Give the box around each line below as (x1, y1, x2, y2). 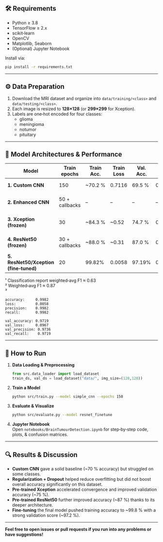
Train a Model (12, 385, 40, 390)
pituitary (19, 131, 36, 138)
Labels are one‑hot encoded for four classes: (12, 111, 102, 117)
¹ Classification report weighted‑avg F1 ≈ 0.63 (5, 278, 96, 283)
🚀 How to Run (5, 349, 47, 357)
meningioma (19, 121, 45, 127)
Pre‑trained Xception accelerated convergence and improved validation (12, 487, 157, 492)
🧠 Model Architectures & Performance (5, 150, 122, 158)
